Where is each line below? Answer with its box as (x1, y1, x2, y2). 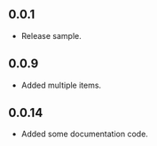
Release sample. (20, 30, 82, 41)
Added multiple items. (20, 80, 102, 90)
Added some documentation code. (20, 128, 148, 140)
